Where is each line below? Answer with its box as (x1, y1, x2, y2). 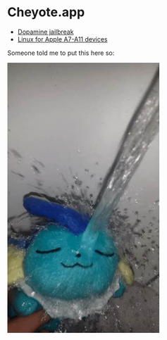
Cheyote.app (7, 4, 85, 20)
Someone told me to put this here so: (7, 49, 115, 57)
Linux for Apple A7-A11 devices (17, 34, 108, 43)
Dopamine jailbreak (17, 27, 74, 36)
